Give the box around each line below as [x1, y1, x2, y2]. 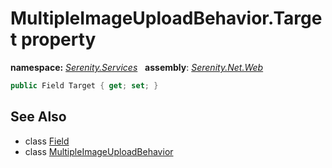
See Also [10, 108, 67, 126]
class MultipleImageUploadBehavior [24, 145, 174, 157]
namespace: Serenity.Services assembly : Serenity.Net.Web [10, 61, 264, 73]
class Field [24, 135, 70, 147]
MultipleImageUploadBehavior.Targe [10, 7, 323, 30]
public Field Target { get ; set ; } [10, 80, 159, 91]
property [20, 28, 97, 51]
